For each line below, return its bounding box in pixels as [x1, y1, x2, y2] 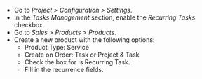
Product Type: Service [24, 43, 90, 51]
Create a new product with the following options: [13, 36, 155, 44]
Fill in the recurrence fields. [24, 66, 104, 73]
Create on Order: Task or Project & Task [24, 50, 140, 59]
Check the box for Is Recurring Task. [24, 58, 130, 66]
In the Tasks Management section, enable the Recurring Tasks [13, 13, 196, 22]
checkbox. [13, 21, 45, 29]
